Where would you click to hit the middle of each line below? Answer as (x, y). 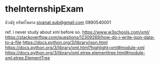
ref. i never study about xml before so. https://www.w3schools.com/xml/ (77, 32)
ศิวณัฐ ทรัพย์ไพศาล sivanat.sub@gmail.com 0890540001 (58, 22)
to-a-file (13, 42)
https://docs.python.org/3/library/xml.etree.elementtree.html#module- (75, 52)
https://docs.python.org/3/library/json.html (65, 42)
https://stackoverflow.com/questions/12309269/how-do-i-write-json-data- (80, 37)
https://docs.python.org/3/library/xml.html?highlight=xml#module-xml (75, 48)
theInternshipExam (44, 9)
